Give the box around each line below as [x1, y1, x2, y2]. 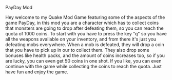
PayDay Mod [5, 5, 32, 10]
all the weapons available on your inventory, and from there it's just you [5, 36, 157, 42]
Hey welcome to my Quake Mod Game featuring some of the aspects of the [5, 14, 165, 20]
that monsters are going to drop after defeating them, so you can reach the [5, 25, 164, 31]
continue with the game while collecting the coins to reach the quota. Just [5, 64, 162, 69]
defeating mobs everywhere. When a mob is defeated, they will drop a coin [5, 42, 164, 48]
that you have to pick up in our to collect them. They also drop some [5, 47, 150, 53]
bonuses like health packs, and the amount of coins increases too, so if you [5, 52, 165, 58]
